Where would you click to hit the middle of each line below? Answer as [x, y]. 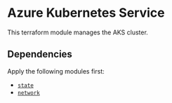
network [28, 92]
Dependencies [40, 54]
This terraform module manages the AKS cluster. [78, 32]
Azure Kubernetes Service [86, 13]
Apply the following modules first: [56, 71]
